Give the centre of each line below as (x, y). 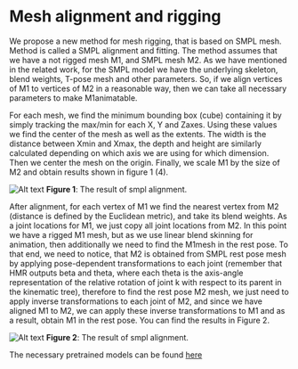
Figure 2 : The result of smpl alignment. (117, 337)
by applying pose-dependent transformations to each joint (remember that (146, 263)
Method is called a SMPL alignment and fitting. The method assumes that (143, 50)
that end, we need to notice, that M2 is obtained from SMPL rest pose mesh (148, 254)
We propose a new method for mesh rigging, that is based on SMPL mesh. (145, 41)
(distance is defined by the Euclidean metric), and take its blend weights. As (148, 216)
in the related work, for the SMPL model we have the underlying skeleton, (144, 70)
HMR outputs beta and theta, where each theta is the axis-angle (126, 273)
